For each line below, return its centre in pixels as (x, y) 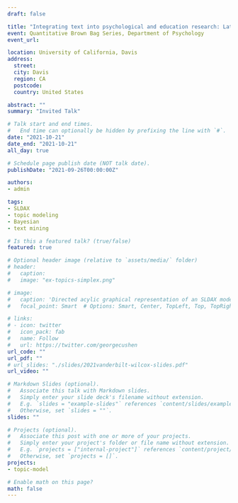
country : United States (49, 92)
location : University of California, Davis (73, 53)
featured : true (30, 248)
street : (25, 66)
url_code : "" (27, 352)
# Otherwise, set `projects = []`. (63, 456)
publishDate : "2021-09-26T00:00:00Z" (63, 170)
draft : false (27, 14)
